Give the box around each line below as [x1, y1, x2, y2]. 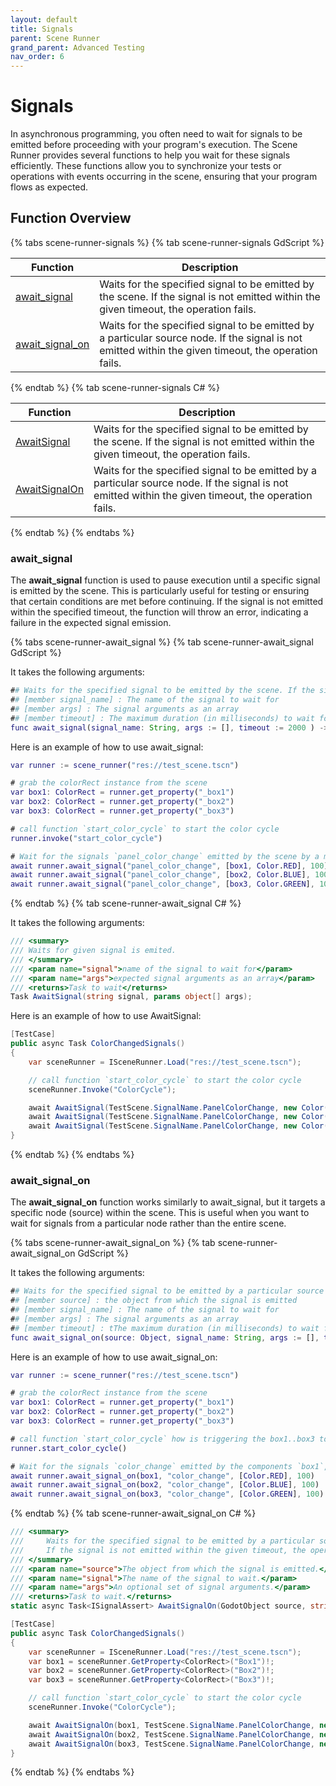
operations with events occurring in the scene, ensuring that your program [10, 171, 318, 183]
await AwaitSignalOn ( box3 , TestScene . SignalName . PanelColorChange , [28, 1739, 315, 1749]
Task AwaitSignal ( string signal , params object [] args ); [10, 992, 253, 1002]
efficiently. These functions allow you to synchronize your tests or [10, 160, 282, 172]
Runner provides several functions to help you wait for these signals [10, 149, 291, 161]
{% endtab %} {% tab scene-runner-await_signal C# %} [10, 897, 242, 910]
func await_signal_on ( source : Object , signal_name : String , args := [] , [10, 1332, 320, 1343]
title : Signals [10, 24, 74, 34]
